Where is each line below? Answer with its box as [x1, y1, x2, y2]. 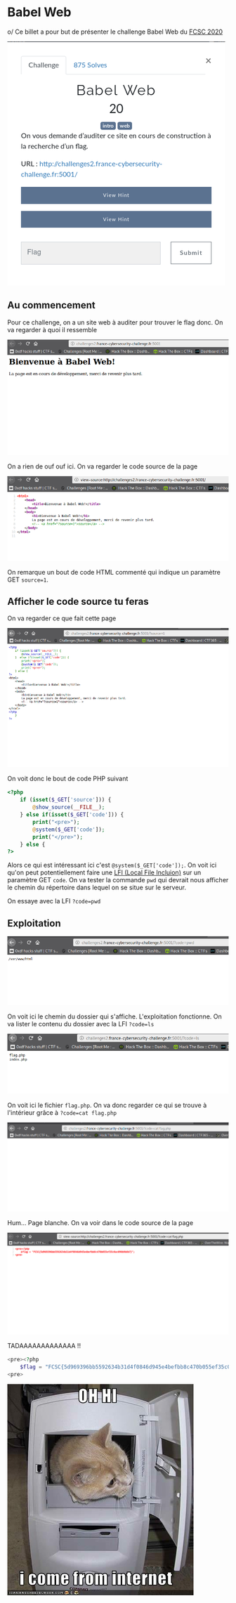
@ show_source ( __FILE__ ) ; [32, 804, 105, 811]
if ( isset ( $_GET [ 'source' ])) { [20, 797, 112, 804]
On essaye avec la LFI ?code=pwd [7, 897, 101, 905]
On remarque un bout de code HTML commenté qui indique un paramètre [7, 568, 221, 576]
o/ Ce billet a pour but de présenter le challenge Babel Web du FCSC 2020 [7, 27, 223, 36]
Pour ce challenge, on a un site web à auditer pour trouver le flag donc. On [7, 318, 223, 327]
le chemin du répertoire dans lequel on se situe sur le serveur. [7, 883, 186, 892]
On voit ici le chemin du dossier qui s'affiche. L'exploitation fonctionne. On [7, 1012, 223, 1021]
